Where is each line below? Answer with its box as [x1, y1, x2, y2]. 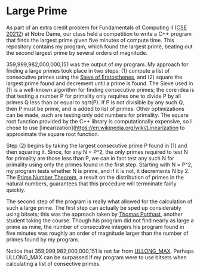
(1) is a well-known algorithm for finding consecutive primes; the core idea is [6, 86, 195, 93]
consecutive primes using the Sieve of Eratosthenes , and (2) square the [6, 73, 183, 80]
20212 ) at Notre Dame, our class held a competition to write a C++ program [6, 30, 192, 37]
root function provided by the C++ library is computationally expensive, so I [6, 117, 192, 125]
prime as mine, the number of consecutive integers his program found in [6, 223, 184, 230]
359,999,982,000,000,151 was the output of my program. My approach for [6, 61, 189, 68]
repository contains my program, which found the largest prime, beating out [6, 43, 193, 50]
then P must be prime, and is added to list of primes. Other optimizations [6, 105, 185, 112]
